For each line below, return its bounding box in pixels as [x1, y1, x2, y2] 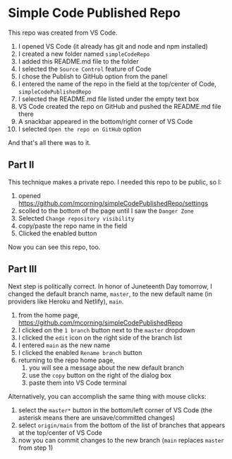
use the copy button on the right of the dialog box [28, 371, 172, 379]
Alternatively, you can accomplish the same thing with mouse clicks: [8, 392, 207, 400]
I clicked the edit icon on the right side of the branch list [18, 333, 183, 342]
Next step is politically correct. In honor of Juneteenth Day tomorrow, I [8, 281, 212, 291]
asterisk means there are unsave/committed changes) [18, 413, 176, 422]
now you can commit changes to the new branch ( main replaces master [18, 436, 224, 444]
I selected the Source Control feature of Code [18, 64, 152, 73]
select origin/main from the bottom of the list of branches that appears [18, 421, 225, 429]
